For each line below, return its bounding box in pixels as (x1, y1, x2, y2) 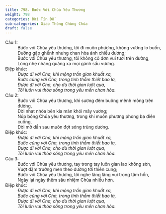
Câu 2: (5, 93, 19, 99)
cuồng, (17, 119, 32, 125)
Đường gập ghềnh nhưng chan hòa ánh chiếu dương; (17, 50, 126, 56)
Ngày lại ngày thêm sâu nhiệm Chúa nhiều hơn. (17, 177, 114, 183)
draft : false (5, 26, 32, 31)
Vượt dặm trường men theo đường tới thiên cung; (17, 166, 118, 172)
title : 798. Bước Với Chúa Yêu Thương (5, 7, 85, 12)
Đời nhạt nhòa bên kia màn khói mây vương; (17, 108, 108, 114)
